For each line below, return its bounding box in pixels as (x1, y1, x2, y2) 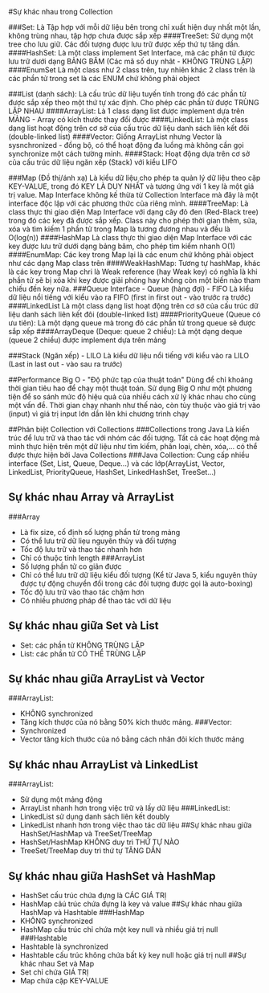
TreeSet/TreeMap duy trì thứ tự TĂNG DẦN (19, 846, 161, 856)
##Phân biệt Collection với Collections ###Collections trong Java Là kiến (8, 425, 251, 434)
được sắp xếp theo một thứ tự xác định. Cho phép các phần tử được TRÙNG (8, 98, 259, 107)
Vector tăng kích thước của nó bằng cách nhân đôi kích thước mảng (19, 734, 245, 744)
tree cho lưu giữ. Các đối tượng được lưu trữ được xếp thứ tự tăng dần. (8, 39, 241, 49)
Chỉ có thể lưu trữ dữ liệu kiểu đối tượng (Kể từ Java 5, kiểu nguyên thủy (19, 570, 258, 579)
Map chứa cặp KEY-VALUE (19, 976, 109, 986)
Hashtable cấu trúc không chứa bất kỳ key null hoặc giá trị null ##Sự (19, 950, 247, 960)
